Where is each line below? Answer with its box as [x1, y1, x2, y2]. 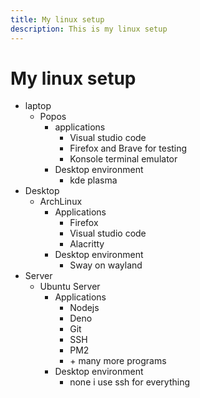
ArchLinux [39, 196, 83, 208]
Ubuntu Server [39, 281, 101, 293]
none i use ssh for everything [69, 376, 191, 388]
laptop [24, 100, 52, 112]
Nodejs [69, 302, 100, 314]
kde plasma [69, 174, 118, 186]
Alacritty [69, 238, 105, 250]
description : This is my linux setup [10, 24, 168, 34]
